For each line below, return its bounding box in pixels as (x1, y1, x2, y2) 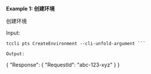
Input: (6, 29, 21, 36)
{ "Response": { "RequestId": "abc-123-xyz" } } (6, 61, 120, 68)
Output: (6, 51, 25, 57)
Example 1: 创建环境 (6, 5, 55, 12)
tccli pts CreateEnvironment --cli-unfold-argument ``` (6, 41, 146, 46)
